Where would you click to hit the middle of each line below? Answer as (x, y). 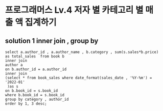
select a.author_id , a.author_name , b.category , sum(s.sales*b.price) (82, 52)
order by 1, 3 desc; (26, 104)
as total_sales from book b (35, 56)
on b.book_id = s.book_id (31, 91)
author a (14, 65)
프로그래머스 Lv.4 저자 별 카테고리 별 (74, 10)
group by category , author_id (37, 99)
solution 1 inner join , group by (52, 41)
